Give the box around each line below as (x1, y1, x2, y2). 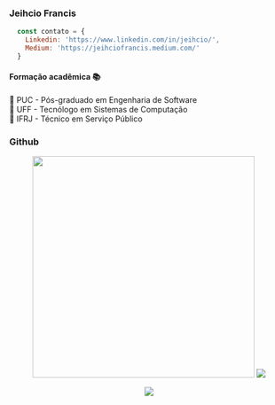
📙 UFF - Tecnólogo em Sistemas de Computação (9, 105, 188, 114)
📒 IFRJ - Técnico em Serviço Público (9, 113, 144, 124)
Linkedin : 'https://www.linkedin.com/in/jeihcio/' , (25, 35, 220, 44)
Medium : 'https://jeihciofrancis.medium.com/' (25, 43, 200, 53)
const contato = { (17, 27, 86, 36)
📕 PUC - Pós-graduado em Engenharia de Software (9, 95, 198, 105)
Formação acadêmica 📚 (9, 72, 101, 82)
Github (9, 136, 40, 148)
